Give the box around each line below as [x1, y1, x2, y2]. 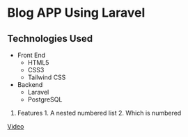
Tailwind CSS [27, 73, 66, 81]
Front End [17, 51, 46, 59]
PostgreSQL [27, 95, 63, 104]
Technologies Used [7, 33, 93, 45]
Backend [17, 81, 43, 88]
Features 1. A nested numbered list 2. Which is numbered [17, 109, 182, 117]
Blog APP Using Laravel [7, 5, 146, 21]
